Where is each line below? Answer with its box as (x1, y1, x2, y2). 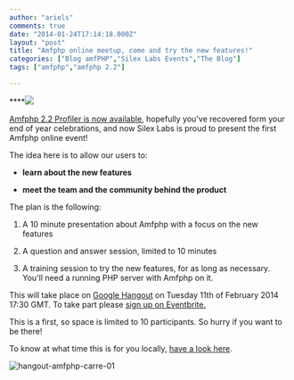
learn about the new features (21, 167, 132, 178)
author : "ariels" (9, 12, 74, 22)
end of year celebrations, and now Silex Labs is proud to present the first (9, 122, 277, 134)
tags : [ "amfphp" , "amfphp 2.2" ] (9, 63, 126, 72)
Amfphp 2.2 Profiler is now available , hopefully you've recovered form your (9, 113, 285, 124)
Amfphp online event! (9, 132, 88, 143)
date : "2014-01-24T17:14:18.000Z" (9, 29, 138, 38)
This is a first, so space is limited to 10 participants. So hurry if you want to (9, 316, 282, 326)
